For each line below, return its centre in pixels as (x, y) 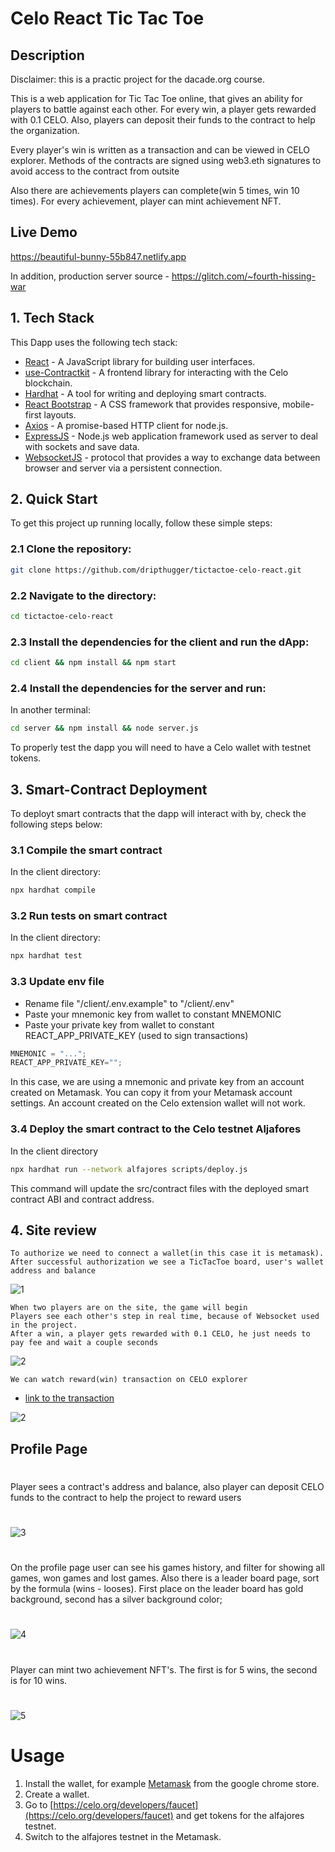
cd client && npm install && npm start (93, 663)
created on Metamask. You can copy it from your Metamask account (151, 1093)
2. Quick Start (54, 499)
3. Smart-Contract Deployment (109, 789)
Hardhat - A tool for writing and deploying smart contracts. (145, 393)
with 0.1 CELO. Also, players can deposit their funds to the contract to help (163, 120)
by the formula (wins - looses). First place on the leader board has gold (157, 1589)
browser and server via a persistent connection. (123, 468)
